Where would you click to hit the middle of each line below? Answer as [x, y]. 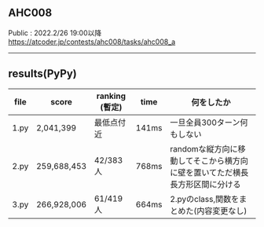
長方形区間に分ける [205, 184]
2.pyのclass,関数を [205, 199]
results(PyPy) [42, 74]
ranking [111, 96]
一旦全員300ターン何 [209, 123]
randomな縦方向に [204, 148]
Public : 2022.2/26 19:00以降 [55, 33]
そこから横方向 [221, 160]
